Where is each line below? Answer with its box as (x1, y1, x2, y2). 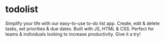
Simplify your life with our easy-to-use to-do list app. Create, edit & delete (5, 20, 160, 26)
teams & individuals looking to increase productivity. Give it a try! (5, 31, 141, 37)
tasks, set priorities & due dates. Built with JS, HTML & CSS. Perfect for (5, 25, 154, 31)
